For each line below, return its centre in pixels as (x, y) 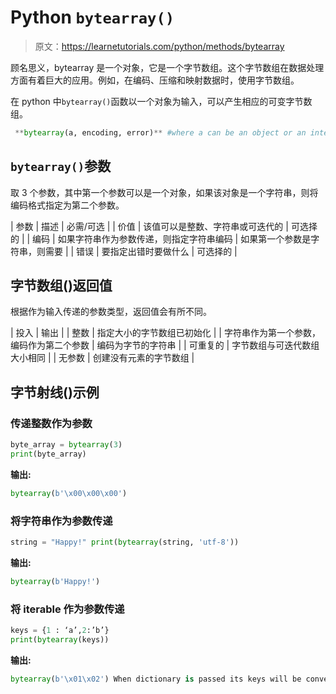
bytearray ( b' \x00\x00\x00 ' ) (69, 493)
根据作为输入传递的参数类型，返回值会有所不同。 (111, 312)
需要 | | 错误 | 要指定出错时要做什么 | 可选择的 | (141, 251)
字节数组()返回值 (61, 286)
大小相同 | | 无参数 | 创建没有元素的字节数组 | (102, 358)
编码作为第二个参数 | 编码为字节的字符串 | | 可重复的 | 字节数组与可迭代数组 (165, 345)
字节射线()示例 (55, 392)
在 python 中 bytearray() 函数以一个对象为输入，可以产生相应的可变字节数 (161, 101)
